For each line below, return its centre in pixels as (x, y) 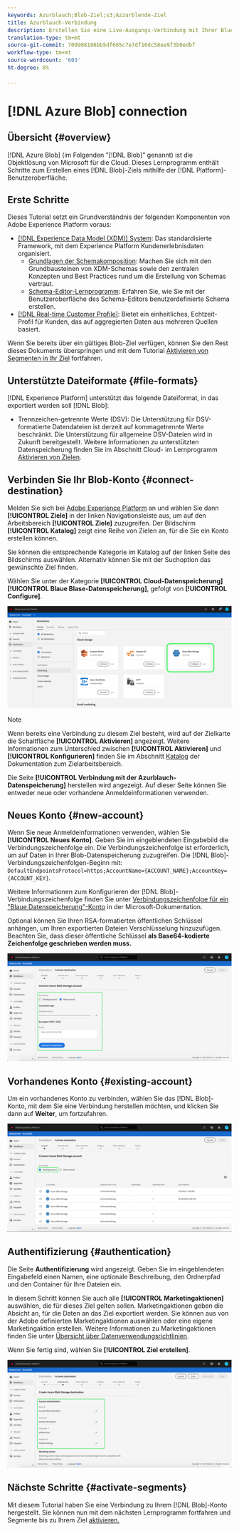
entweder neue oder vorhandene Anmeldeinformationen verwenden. (108, 793)
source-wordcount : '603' (44, 61)
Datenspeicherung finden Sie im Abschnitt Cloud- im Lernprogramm (118, 450)
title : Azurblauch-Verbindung (52, 22)
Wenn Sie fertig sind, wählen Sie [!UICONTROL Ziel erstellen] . (99, 1350)
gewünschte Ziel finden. (43, 568)
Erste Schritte (38, 200)
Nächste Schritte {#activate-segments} (97, 1488)
